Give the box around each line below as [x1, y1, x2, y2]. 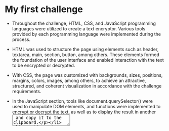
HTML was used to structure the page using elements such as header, [12, 46, 159, 52]
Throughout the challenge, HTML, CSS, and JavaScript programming [12, 20, 156, 26]
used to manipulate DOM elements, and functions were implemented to [12, 103, 161, 109]
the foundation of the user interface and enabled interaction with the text [12, 57, 164, 63]
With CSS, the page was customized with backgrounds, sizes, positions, [12, 72, 163, 78]
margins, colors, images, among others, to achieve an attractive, [12, 77, 146, 83]
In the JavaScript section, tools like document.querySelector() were [12, 98, 153, 104]
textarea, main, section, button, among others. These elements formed [12, 52, 160, 58]
